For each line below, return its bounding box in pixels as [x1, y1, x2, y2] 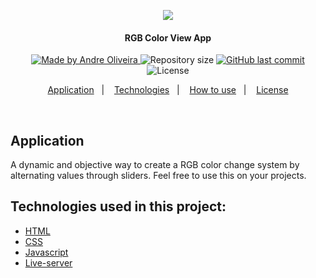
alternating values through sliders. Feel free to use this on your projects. [10, 170, 307, 182]
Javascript [24, 246, 69, 258]
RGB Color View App [124, 31, 212, 44]
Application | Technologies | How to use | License [47, 84, 289, 96]
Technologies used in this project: [10, 198, 227, 215]
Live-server [24, 256, 73, 269]
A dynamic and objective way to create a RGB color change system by [10, 159, 300, 171]
